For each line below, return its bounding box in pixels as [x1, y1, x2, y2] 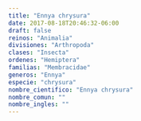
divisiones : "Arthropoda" [8, 41, 94, 49]
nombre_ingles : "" [8, 100, 69, 108]
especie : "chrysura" [8, 78, 77, 86]
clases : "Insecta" [8, 49, 69, 57]
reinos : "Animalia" [8, 33, 73, 42]
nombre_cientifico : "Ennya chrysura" [8, 85, 134, 94]
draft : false [8, 26, 52, 34]
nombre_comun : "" [8, 93, 66, 101]
